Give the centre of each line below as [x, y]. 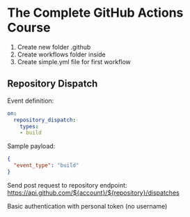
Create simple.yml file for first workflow [74, 61]
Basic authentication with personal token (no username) [87, 206]
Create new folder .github [54, 47]
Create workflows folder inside [61, 54]
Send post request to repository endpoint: [67, 185]
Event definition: [31, 100]
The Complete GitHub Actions [95, 13]
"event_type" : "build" [46, 165]
